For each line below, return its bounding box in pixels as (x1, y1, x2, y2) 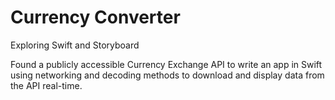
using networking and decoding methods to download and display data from (10, 69, 325, 81)
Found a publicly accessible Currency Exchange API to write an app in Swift (10, 58, 323, 70)
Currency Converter (10, 6, 181, 29)
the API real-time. (10, 79, 83, 91)
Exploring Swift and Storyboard (10, 39, 140, 51)
